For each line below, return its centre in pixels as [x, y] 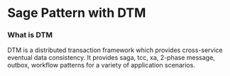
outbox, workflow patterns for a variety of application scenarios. [101, 65]
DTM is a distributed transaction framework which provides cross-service [115, 50]
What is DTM [30, 35]
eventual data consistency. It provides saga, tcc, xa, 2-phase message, [111, 58]
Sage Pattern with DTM [77, 13]
